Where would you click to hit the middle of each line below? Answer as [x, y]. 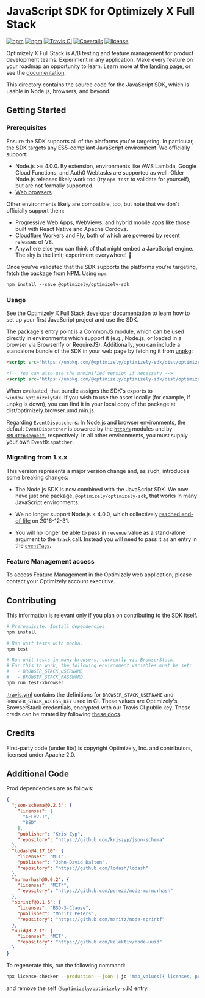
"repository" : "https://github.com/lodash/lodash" [83, 868]
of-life [23, 520]
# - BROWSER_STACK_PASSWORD [45, 677]
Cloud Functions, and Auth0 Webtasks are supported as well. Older [100, 172]
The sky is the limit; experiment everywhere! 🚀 [74, 255]
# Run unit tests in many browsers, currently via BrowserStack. [91, 660]
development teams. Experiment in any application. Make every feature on [100, 59]
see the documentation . [36, 72]
